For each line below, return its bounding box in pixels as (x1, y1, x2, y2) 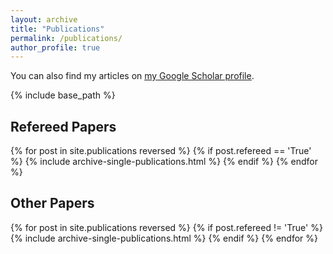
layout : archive (10, 14, 78, 25)
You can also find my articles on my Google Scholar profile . (10, 70, 255, 82)
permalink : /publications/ (10, 33, 123, 43)
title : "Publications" (10, 24, 105, 34)
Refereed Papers (10, 118, 117, 135)
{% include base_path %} (10, 89, 116, 101)
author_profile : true (10, 42, 101, 53)
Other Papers (10, 195, 95, 212)
